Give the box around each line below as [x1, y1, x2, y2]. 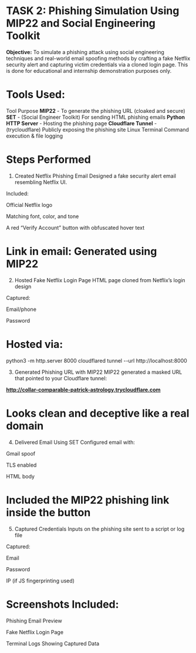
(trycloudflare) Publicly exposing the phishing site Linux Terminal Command [6, 126, 190, 133]
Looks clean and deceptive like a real [6, 407, 190, 420]
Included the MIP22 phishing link [6, 493, 170, 507]
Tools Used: [6, 88, 66, 101]
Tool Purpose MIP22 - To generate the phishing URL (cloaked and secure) [6, 107, 186, 114]
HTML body [6, 473, 35, 480]
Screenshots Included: [6, 598, 119, 611]
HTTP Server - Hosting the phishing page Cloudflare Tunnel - [6, 119, 157, 127]
